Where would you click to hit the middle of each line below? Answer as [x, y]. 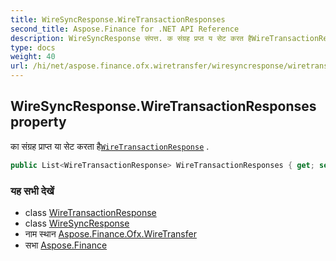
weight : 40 [33, 57]
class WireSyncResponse [77, 223]
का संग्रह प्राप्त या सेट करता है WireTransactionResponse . [110, 146]
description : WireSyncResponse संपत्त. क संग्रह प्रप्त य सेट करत [127, 38]
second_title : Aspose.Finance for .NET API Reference [125, 29]
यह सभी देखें [32, 191]
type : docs [33, 47]
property [38, 122]
